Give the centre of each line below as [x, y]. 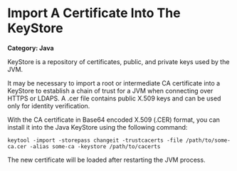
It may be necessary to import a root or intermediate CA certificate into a [114, 83]
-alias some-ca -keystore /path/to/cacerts [95, 146]
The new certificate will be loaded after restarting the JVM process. [106, 160]
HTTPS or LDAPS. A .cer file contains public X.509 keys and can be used [114, 98]
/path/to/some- [208, 140]
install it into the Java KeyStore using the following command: [98, 127]
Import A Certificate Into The [94, 13]
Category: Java [31, 48]
